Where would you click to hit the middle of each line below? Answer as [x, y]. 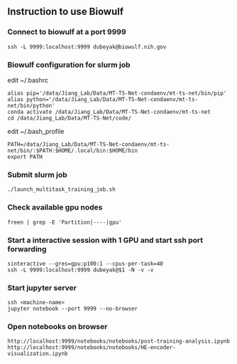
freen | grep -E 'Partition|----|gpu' [65, 222]
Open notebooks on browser [57, 327]
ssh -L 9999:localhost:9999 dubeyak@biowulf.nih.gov [87, 47]
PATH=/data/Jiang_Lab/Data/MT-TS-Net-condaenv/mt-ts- [89, 144]
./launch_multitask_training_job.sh [61, 189]
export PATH [25, 157]
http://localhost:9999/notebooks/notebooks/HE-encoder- [92, 348]
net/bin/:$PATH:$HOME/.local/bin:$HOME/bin [73, 150]
